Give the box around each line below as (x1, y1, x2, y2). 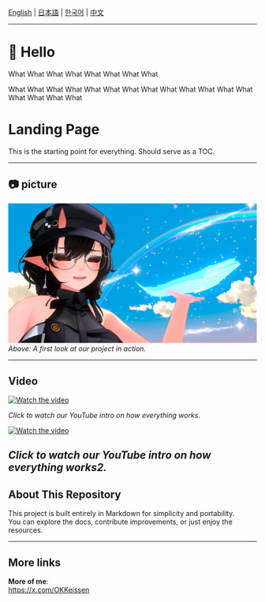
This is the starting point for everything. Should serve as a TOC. (8, 146, 215, 156)
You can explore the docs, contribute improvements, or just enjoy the (8, 517, 233, 527)
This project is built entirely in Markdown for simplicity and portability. (8, 509, 235, 518)
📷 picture (8, 178, 58, 192)
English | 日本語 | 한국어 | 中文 (8, 8, 104, 17)
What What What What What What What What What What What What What (8, 84, 253, 94)
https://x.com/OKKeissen (8, 585, 90, 595)
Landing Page (8, 121, 100, 139)
